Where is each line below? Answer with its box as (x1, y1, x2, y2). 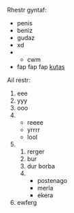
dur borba (26, 162, 56, 170)
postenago (37, 177, 68, 184)
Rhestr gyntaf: (7, 6, 48, 14)
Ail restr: (7, 76, 31, 84)
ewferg (16, 199, 37, 206)
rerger (26, 147, 45, 155)
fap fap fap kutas (16, 63, 65, 71)
